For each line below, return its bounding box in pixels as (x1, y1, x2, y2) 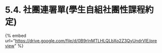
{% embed (5, 32, 27, 39)
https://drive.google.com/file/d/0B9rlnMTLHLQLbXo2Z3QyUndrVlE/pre (15, 38, 157, 43)
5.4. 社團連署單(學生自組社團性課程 (5, 4, 146, 15)
